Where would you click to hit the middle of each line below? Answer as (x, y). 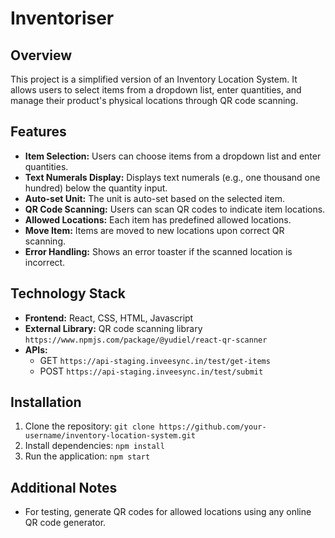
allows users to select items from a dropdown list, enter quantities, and (156, 90)
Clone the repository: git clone (89, 426)
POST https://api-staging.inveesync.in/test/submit (151, 371)
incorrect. (45, 262)
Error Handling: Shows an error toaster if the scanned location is (158, 251)
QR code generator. (65, 523)
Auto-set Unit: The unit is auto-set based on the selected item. (154, 198)
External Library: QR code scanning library (113, 328)
